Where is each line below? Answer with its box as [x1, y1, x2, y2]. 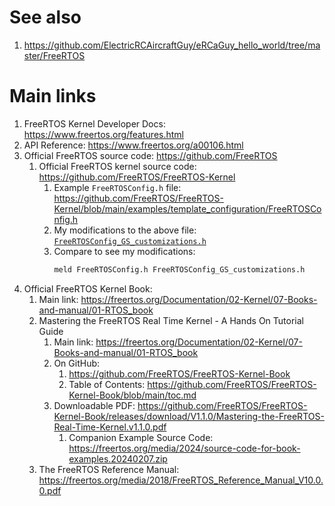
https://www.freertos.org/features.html [23, 128, 184, 140]
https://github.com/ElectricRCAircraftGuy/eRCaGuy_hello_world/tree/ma [23, 39, 321, 51]
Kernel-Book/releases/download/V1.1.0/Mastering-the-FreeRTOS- [53, 410, 325, 422]
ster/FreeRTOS [23, 49, 86, 61]
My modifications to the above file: [53, 224, 197, 236]
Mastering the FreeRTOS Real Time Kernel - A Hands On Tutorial [38, 314, 304, 326]
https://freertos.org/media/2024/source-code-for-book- [68, 442, 301, 454]
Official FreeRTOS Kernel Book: [23, 282, 153, 295]
